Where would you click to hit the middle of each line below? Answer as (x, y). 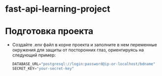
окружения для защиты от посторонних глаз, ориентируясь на (78, 50)
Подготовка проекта (49, 31)
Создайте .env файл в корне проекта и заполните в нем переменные (84, 45)
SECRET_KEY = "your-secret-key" (43, 69)
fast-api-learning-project (58, 9)
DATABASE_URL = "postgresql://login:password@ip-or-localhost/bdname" (84, 64)
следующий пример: (34, 55)
